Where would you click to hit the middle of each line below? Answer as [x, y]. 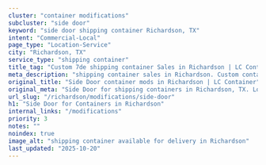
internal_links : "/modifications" [65, 112]
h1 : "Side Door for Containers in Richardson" [86, 104]
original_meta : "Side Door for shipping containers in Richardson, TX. [129, 89]
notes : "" [25, 126]
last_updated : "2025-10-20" [55, 148]
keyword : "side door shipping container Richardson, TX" [104, 30]
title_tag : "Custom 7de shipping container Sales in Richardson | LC [125, 67]
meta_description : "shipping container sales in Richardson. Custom [123, 75]
